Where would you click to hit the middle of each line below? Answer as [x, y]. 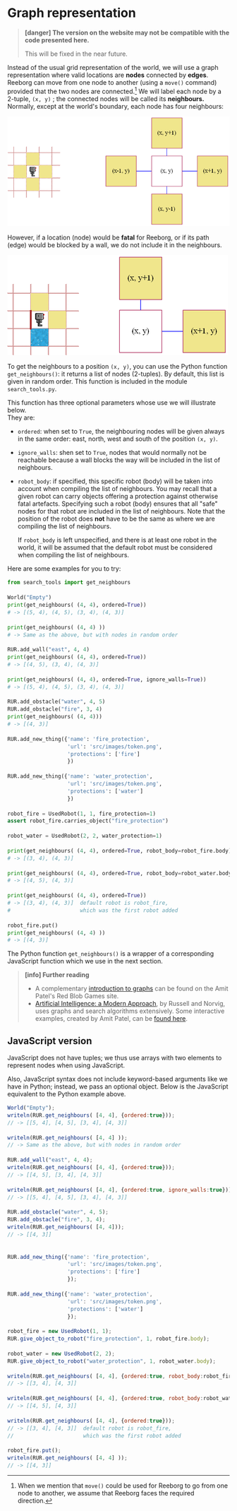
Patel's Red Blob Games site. [77, 996]
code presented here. [57, 40]
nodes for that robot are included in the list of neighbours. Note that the [121, 511]
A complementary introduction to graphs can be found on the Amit [132, 989]
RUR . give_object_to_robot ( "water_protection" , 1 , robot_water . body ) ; [112, 1361]
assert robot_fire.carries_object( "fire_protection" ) [88, 821]
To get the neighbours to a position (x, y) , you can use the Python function [117, 367]
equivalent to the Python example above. [67, 1094]
